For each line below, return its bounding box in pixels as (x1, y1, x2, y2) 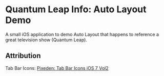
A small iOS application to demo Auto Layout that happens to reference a (5, 31, 159, 37)
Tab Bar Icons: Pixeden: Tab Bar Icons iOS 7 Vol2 (5, 65, 109, 71)
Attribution (5, 52, 41, 60)
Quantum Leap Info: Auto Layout (5, 4, 147, 15)
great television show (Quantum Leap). (5, 37, 87, 43)
